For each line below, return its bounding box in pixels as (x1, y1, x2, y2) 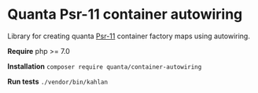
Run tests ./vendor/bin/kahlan (7, 77, 108, 86)
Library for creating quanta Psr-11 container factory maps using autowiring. (7, 31, 251, 41)
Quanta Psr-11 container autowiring (7, 5, 243, 23)
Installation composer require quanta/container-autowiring (7, 61, 202, 71)
